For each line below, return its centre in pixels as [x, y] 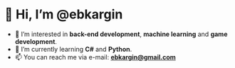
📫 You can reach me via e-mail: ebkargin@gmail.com [95, 57]
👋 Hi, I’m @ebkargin [64, 15]
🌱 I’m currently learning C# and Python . [73, 49]
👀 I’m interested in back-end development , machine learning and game [121, 34]
